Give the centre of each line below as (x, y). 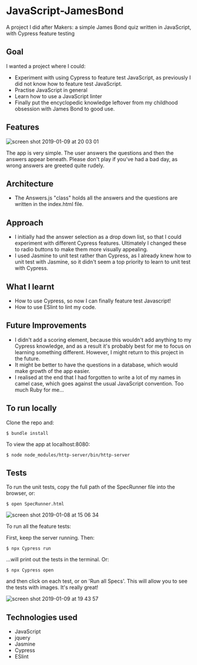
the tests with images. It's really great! (52, 587)
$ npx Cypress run (29, 548)
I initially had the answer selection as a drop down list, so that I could (98, 237)
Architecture (30, 184)
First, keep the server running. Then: (51, 538)
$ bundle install (27, 433)
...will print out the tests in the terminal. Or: (58, 560)
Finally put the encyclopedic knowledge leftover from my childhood (96, 102)
